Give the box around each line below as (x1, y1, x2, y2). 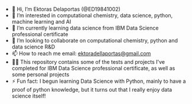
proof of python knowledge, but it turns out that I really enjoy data (11, 86, 173, 93)
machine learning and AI (11, 18, 71, 25)
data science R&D (11, 43, 56, 50)
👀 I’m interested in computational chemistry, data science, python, (11, 12, 173, 19)
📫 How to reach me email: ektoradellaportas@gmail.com (11, 50, 151, 57)
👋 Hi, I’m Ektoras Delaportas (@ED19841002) (11, 6, 121, 12)
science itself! (11, 92, 46, 99)
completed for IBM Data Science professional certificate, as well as (11, 65, 175, 71)
